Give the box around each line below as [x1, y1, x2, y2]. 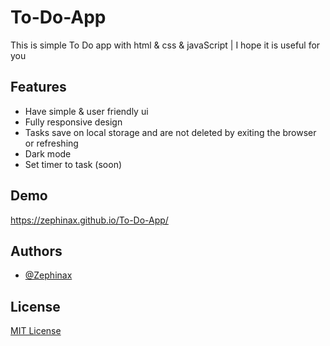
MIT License [10, 325, 62, 337]
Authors [10, 242, 63, 260]
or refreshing [24, 137, 79, 149]
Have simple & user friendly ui [24, 105, 149, 117]
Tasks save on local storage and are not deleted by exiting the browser [24, 126, 317, 138]
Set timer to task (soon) [24, 158, 123, 170]
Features [10, 79, 67, 96]
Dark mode [24, 147, 72, 160]
